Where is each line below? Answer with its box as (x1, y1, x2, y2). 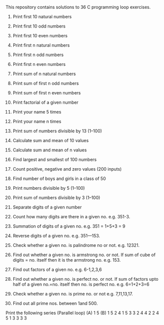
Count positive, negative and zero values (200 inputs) (12, 166, 122, 172)
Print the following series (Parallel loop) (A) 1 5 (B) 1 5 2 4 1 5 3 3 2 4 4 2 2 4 (5, 310, 159, 316)
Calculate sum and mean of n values (12, 147, 87, 153)
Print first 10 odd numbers (12, 23, 66, 29)
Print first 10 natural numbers (12, 14, 72, 19)
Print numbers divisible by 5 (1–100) (12, 185, 85, 191)
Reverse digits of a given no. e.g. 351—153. (12, 233, 100, 238)
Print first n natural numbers (12, 42, 70, 48)
